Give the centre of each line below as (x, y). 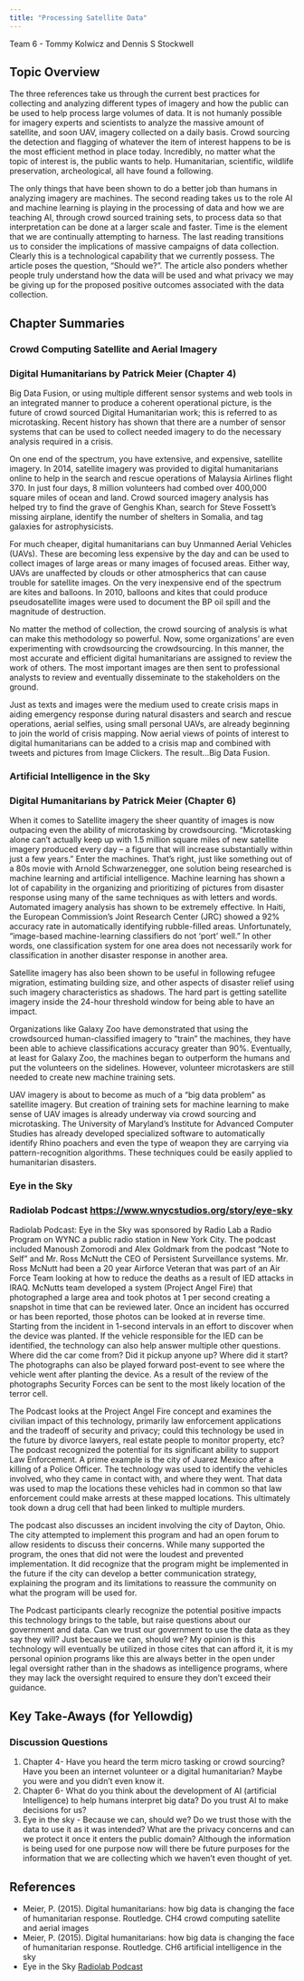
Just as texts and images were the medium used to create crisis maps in (144, 705)
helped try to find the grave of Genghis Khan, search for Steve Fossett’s (143, 507)
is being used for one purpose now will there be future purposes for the (156, 1849)
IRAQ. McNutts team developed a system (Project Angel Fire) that (131, 1288)
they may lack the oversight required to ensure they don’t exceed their (140, 1678)
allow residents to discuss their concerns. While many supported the (137, 1545)
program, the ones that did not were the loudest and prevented (127, 1554)
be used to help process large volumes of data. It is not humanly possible (146, 113)
